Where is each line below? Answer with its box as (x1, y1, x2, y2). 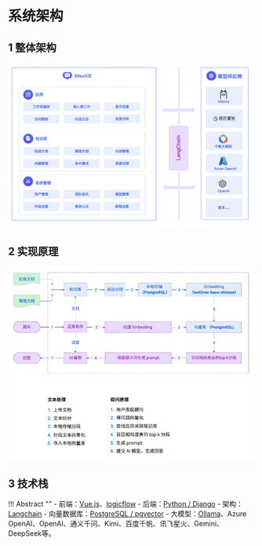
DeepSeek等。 (8, 529, 56, 538)
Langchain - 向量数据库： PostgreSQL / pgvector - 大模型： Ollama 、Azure (8, 509, 247, 519)
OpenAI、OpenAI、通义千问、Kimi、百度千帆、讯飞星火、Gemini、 (8, 519, 224, 529)
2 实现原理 (8, 245, 59, 258)
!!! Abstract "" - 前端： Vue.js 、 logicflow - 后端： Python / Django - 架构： (8, 500, 243, 509)
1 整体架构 (8, 41, 57, 54)
